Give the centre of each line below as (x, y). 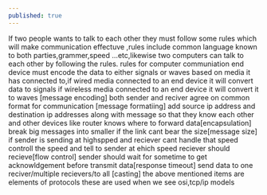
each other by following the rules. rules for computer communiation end (126, 64)
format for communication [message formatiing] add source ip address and (132, 106)
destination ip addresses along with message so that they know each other (132, 114)
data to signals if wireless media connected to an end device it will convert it (133, 89)
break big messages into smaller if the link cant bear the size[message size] (133, 131)
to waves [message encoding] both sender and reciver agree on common (129, 97)
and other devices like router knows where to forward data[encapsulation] (130, 123)
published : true (35, 16)
